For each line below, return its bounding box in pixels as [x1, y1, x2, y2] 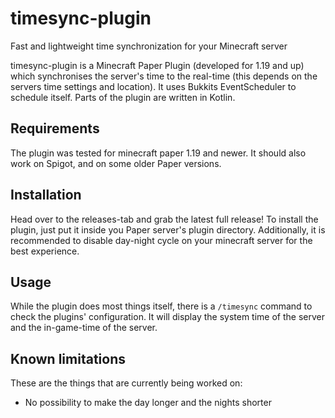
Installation [10, 187, 82, 204]
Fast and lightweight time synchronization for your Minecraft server [10, 40, 288, 52]
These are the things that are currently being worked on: [10, 377, 243, 389]
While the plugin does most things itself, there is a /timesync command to [10, 300, 313, 312]
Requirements [10, 120, 100, 137]
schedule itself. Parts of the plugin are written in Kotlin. [10, 91, 236, 103]
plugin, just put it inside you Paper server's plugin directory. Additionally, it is [10, 223, 326, 236]
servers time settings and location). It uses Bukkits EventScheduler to [10, 80, 297, 92]
